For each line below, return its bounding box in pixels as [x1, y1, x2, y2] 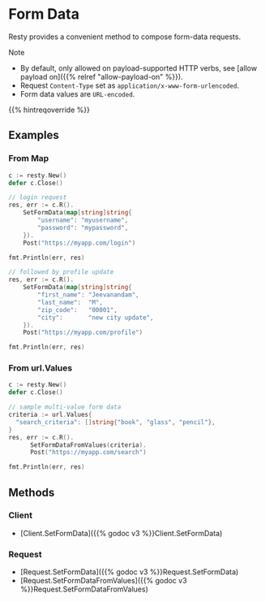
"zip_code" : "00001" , [37, 305, 118, 314]
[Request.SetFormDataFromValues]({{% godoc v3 [19, 576, 188, 586]
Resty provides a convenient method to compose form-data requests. [8, 32, 241, 41]
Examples [8, 128, 59, 142]
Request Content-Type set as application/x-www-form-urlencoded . [19, 80, 240, 90]
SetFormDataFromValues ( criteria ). [29, 440, 147, 449]
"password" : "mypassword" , [37, 223, 129, 232]
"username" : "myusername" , [37, 216, 129, 224]
